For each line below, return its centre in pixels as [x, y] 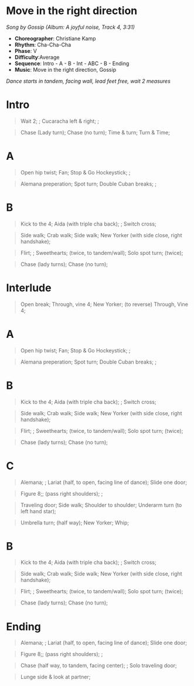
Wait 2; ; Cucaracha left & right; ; [60, 121]
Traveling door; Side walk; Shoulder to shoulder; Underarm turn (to [101, 505]
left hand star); [38, 511]
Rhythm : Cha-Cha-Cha [43, 45]
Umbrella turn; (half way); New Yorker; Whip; [75, 522]
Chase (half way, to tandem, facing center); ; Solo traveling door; [98, 665]
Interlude [29, 287]
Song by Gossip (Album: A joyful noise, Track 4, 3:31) [70, 27]
